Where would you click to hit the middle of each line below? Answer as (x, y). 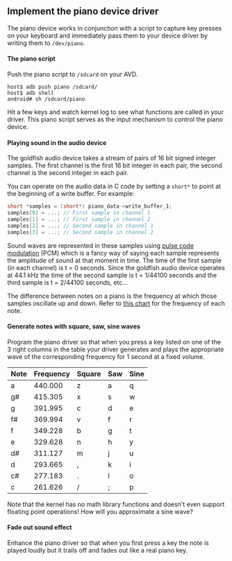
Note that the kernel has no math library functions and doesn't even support (116, 504)
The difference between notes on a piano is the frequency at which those (112, 296)
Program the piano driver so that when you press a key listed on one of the (114, 342)
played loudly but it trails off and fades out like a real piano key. (98, 550)
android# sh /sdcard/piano (46, 99)
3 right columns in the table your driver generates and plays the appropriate (116, 349)
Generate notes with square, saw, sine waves (74, 326)
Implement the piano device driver (83, 11)
